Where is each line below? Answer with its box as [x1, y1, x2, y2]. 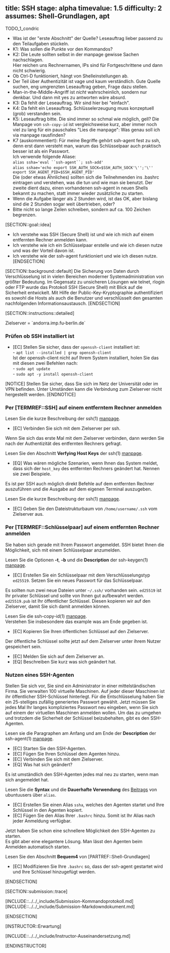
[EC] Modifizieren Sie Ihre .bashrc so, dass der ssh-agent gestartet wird [12, 863, 163, 869]
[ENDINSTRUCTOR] [5, 943, 47, 948]
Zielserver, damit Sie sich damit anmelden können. [5, 603, 110, 609]
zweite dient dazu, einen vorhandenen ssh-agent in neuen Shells [12, 185, 148, 191]
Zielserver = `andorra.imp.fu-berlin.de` [5, 320, 86, 326]
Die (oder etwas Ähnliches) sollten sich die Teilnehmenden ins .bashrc [12, 174, 159, 180]
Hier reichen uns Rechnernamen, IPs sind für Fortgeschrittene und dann [12, 62, 163, 68]
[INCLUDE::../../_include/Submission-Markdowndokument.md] [5, 903, 135, 909]
